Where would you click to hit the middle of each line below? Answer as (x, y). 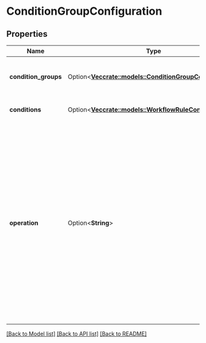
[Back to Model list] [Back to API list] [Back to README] (77, 334)
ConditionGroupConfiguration (84, 11)
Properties (27, 34)
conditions (25, 110)
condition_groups (36, 77)
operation (24, 223)
